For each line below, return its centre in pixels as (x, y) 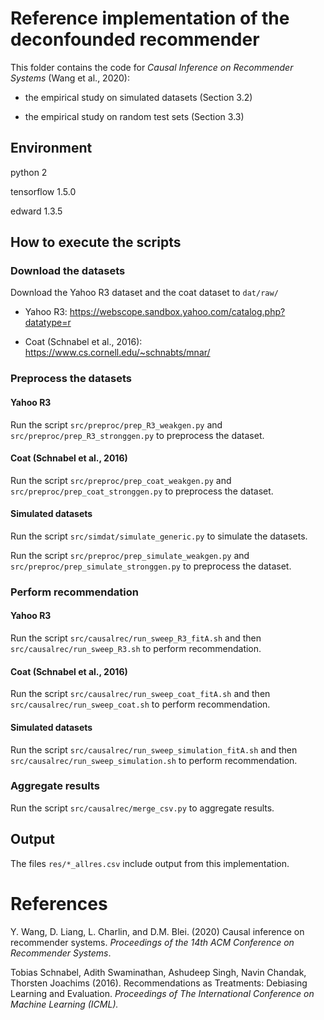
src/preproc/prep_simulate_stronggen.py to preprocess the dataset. (151, 566)
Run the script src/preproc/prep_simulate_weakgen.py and (130, 555)
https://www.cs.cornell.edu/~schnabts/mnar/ (117, 353)
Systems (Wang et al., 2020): (70, 78)
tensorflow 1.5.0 (43, 191)
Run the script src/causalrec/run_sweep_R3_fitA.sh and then (136, 638)
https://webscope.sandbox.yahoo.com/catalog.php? (177, 312)
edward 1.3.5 (36, 211)
